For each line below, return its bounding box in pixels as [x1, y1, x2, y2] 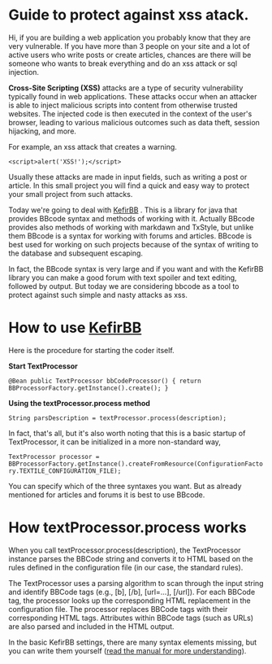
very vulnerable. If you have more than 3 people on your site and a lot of [8, 41, 250, 50]
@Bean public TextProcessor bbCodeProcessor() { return [8, 377, 201, 385]
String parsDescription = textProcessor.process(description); [8, 413, 227, 422]
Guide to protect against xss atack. [8, 6, 249, 24]
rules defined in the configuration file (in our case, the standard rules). [8, 562, 244, 572]
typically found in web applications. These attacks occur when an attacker [8, 91, 257, 101]
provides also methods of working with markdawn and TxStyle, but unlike [8, 222, 254, 232]
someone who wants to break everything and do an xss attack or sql [8, 59, 238, 68]
